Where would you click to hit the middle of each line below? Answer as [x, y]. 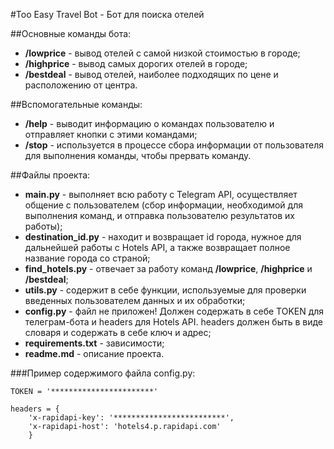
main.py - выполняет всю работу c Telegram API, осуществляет [161, 194]
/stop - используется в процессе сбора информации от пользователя [174, 145]
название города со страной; [87, 258]
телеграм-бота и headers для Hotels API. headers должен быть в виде [174, 322]
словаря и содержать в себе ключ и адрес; [118, 332]
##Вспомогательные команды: [76, 104]
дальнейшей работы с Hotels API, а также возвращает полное [157, 247]
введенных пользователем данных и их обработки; [135, 300]
